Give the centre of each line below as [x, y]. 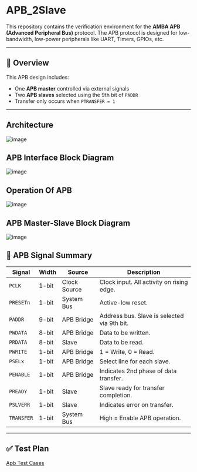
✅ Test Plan [28, 449]
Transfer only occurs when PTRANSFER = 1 [65, 101]
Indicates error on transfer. [136, 404]
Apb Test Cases [25, 463]
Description [144, 272]
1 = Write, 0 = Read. [127, 352]
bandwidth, [20, 39]
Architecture [30, 125]
